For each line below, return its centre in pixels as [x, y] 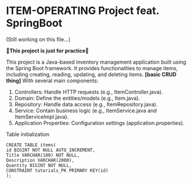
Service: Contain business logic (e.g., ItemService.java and [85, 110]
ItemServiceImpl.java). [42, 117]
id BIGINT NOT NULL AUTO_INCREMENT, [51, 150]
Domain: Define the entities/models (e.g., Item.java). [77, 98]
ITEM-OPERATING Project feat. [83, 11]
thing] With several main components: [52, 81]
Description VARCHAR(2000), [40, 160]
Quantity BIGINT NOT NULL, [39, 165]
